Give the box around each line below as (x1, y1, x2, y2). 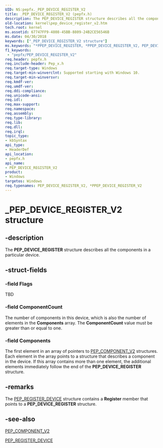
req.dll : (5, 124, 23, 129)
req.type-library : (5, 115, 42, 121)
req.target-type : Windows (5, 66, 57, 71)
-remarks (5, 383, 34, 391)
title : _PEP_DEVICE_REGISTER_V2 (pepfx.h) (5, 12, 92, 17)
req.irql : (5, 129, 25, 134)
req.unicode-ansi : (5, 93, 42, 98)
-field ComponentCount (5, 304, 63, 310)
